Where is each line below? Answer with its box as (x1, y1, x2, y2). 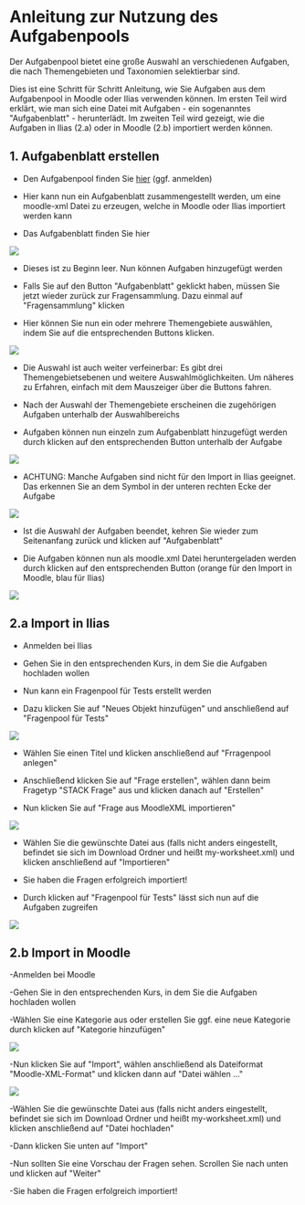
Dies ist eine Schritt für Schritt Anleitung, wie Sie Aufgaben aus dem (9, 83, 266, 94)
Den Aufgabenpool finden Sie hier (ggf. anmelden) (22, 173, 213, 184)
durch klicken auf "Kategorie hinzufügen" (9, 1024, 166, 1035)
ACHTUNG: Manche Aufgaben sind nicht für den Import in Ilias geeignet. (22, 470, 297, 481)
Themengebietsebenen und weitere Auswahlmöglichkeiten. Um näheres (22, 372, 294, 383)
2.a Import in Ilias (9, 616, 110, 631)
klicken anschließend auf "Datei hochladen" (9, 1123, 174, 1134)
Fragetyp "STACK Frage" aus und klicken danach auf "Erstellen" (22, 784, 265, 796)
